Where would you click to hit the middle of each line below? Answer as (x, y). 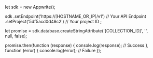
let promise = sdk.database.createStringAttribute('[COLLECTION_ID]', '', (76, 31)
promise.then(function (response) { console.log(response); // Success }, (77, 45)
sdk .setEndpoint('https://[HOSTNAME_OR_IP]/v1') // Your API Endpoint (76, 16)
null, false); (16, 36)
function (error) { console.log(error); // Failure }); (53, 51)
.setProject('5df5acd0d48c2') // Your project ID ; (54, 22)
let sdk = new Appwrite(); (30, 7)
